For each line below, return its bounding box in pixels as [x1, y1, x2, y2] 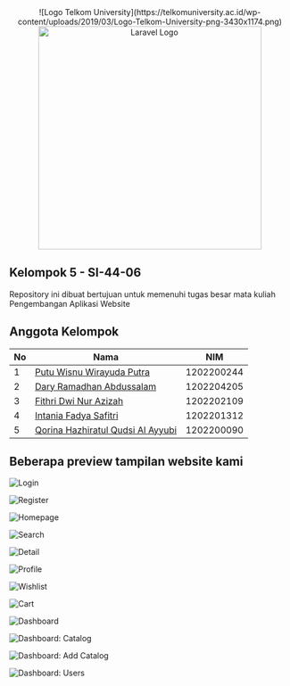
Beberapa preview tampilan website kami [9, 454, 244, 469]
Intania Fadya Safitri [35, 409, 119, 421]
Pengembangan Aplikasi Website [9, 298, 131, 309]
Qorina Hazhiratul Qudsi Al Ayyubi [35, 424, 177, 436]
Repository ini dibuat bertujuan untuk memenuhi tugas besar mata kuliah [9, 288, 277, 300]
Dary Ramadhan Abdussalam [35, 380, 157, 393]
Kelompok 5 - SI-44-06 [9, 265, 142, 280]
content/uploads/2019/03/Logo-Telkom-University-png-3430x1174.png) [17, 16, 283, 27]
